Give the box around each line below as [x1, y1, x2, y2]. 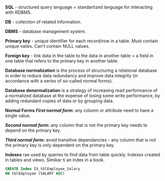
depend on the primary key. [5, 127, 62, 133]
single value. [5, 113, 31, 119]
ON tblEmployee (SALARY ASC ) [5, 171, 65, 176]
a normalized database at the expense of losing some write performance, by [5, 93, 160, 98]
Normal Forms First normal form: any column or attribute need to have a [5, 108, 154, 113]
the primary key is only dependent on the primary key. [5, 142, 115, 148]
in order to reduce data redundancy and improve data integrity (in [5, 73, 138, 78]
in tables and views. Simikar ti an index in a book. [5, 157, 105, 163]
